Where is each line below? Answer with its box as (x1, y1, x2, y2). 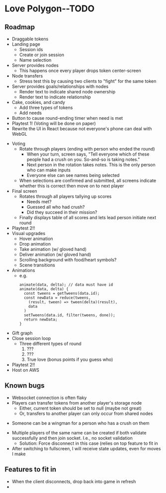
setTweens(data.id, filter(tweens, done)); (23, 313, 115, 318)
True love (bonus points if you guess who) (26, 356, 113, 362)
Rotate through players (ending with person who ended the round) (19, 146, 155, 152)
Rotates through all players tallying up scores (19, 193, 112, 199)
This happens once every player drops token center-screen (19, 68, 141, 74)
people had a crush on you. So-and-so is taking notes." (26, 157, 140, 162)
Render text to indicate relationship (19, 94, 91, 100)
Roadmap (4, 23, 35, 31)
